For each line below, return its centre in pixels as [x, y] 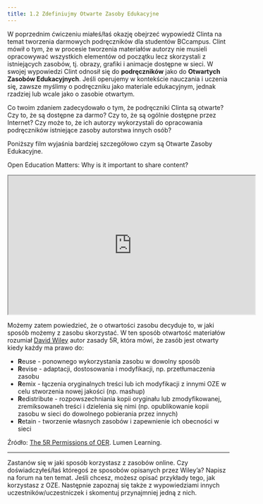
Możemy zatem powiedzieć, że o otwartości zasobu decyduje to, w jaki [111, 325]
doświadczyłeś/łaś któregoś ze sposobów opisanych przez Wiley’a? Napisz [117, 470]
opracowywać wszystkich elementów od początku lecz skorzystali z [107, 56]
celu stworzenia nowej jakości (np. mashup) [81, 391]
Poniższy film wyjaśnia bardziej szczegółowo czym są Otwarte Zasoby [110, 143]
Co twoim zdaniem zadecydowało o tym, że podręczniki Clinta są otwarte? [116, 107]
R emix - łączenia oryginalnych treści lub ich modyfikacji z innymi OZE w [122, 383]
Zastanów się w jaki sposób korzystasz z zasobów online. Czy [98, 462]
